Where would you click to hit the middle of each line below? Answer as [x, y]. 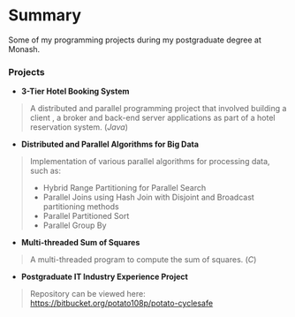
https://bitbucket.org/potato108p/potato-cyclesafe [121, 303]
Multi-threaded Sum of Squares [80, 243]
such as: [45, 171]
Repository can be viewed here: [88, 294]
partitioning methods [81, 207]
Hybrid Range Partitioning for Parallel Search [125, 188]
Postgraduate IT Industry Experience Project [105, 277]
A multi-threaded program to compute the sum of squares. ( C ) [143, 260]
